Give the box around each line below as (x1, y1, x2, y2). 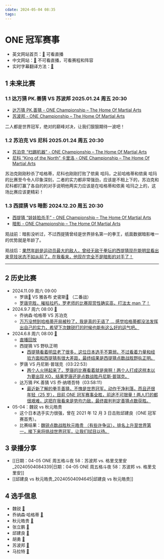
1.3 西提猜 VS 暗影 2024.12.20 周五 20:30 (5, 202, 103, 209)
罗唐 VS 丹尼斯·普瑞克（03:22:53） (19, 361, 90, 367)
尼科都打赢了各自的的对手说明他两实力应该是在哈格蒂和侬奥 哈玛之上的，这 (5, 183, 156, 189)
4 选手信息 (5, 492, 37, 500)
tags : (5, 12, 16, 17)
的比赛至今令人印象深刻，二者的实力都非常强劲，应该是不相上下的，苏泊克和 (5, 177, 159, 183)
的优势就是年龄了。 (5, 237, 44, 243)
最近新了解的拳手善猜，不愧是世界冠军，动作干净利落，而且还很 (26, 386, 155, 391)
